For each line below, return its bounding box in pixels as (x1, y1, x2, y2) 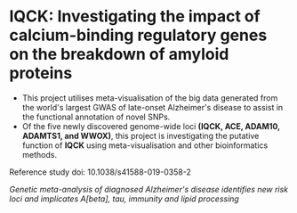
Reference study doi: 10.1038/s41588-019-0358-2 (9, 167, 191, 177)
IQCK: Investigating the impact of (9, 6, 261, 27)
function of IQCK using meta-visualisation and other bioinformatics (21, 140, 269, 151)
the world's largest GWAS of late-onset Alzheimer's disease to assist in (21, 102, 284, 112)
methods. (21, 149, 58, 160)
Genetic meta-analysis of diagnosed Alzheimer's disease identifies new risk (9, 184, 289, 194)
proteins (9, 63, 73, 84)
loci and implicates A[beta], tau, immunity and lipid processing (9, 193, 240, 204)
